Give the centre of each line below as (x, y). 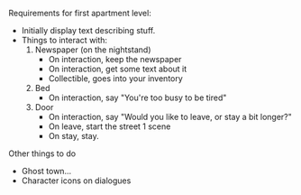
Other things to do (42, 153)
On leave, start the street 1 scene (109, 126)
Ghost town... (46, 171)
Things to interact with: (64, 40)
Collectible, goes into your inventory (116, 79)
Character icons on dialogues (76, 181)
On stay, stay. (74, 136)
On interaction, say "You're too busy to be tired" (137, 97)
